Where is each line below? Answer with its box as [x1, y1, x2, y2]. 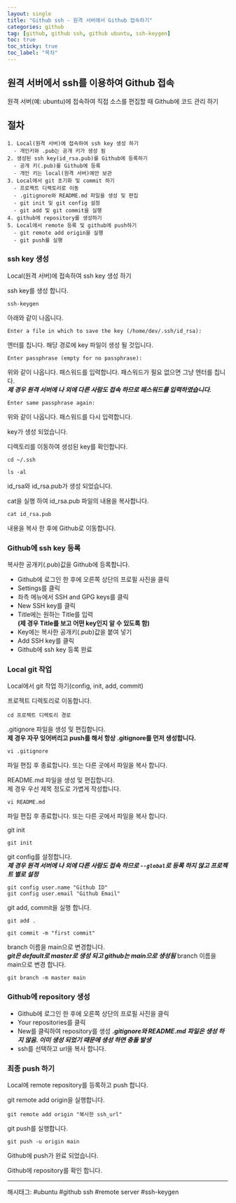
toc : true [7, 36, 36, 43]
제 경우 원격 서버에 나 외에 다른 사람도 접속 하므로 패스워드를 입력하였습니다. [7, 385, 212, 393]
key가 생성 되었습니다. [7, 427, 69, 435]
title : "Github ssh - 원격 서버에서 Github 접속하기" [7, 17, 153, 24]
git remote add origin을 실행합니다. [7, 1095, 105, 1104]
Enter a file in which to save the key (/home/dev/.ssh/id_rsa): [7, 327, 202, 334]
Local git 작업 [7, 665, 53, 674]
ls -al [7, 468, 27, 475]
